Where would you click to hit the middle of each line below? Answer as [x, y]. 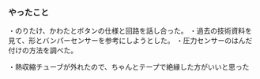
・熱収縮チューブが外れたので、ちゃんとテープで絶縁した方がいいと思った [129, 67]
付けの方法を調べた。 [43, 50]
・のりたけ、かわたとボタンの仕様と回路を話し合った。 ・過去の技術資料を [130, 31]
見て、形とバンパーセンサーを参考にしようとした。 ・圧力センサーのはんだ [130, 41]
